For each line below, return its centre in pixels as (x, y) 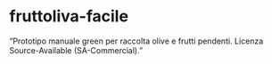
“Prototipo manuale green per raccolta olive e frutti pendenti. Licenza (136, 41)
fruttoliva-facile (69, 16)
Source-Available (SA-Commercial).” (76, 50)
